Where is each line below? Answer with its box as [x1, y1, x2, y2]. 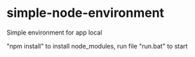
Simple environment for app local [6, 28, 102, 37]
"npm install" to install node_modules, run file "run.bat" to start [6, 42, 188, 50]
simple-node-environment [6, 5, 165, 21]
